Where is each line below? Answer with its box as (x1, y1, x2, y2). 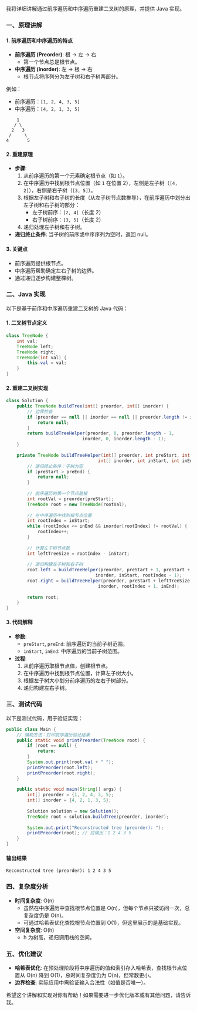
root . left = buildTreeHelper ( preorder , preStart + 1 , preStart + (27, 567, 191, 573)
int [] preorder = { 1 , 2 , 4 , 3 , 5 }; (27, 792, 114, 798)
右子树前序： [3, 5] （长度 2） (32, 216, 104, 223)
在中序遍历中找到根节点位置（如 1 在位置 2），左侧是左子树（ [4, (23, 180, 178, 187)
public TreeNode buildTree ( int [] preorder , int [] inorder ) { (16, 403, 169, 409)
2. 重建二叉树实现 (6, 384, 49, 392)
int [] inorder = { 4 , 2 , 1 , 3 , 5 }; (27, 797, 111, 803)
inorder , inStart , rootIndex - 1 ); (95, 572, 182, 578)
